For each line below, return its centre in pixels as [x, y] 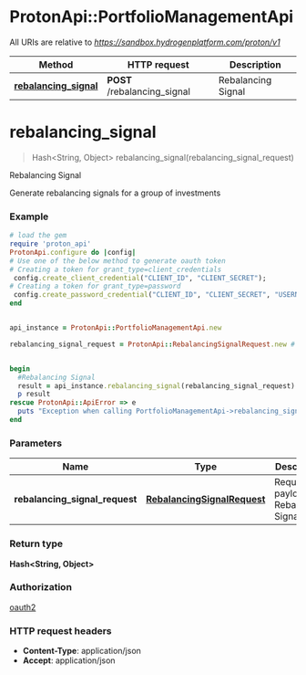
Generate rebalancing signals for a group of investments [115, 193]
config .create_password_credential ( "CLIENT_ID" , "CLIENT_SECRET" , [142, 295]
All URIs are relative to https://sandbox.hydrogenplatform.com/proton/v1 [145, 42]
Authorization [41, 587]
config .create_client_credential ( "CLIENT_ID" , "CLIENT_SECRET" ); [140, 278]
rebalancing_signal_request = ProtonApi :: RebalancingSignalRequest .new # [153, 344]
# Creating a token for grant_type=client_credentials [116, 269]
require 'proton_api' [51, 244]
